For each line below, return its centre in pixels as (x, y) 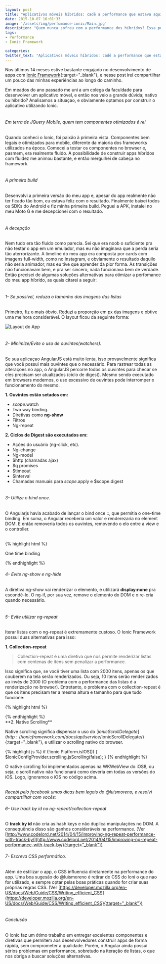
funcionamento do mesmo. (33, 385)
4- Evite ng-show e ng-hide (33, 574)
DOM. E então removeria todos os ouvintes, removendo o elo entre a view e (82, 524)
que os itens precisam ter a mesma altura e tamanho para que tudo (73, 692)
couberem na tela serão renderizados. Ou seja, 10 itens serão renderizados (82, 676)
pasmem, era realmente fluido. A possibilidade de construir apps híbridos (80, 153)
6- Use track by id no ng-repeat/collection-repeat (56, 808)
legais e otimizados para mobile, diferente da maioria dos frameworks (76, 143)
